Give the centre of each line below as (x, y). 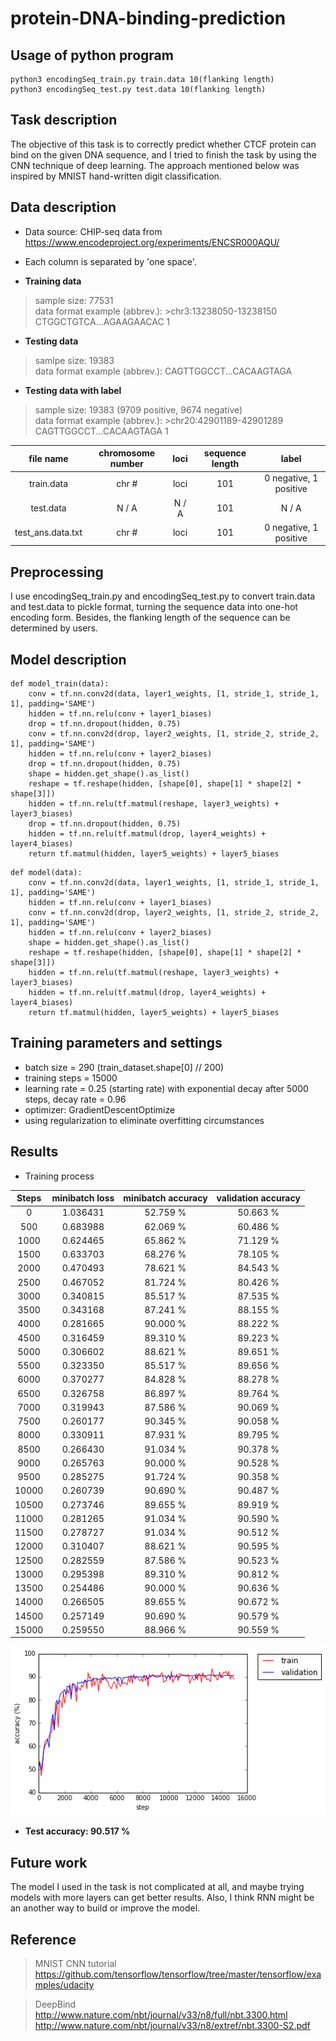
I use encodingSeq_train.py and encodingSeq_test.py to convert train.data (163, 596)
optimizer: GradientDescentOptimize (100, 1109)
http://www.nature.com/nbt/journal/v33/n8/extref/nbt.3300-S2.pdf (172, 2025)
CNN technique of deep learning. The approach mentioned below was (155, 165)
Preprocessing (57, 572)
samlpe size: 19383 (74, 360)
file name (48, 458)
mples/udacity (64, 1984)
